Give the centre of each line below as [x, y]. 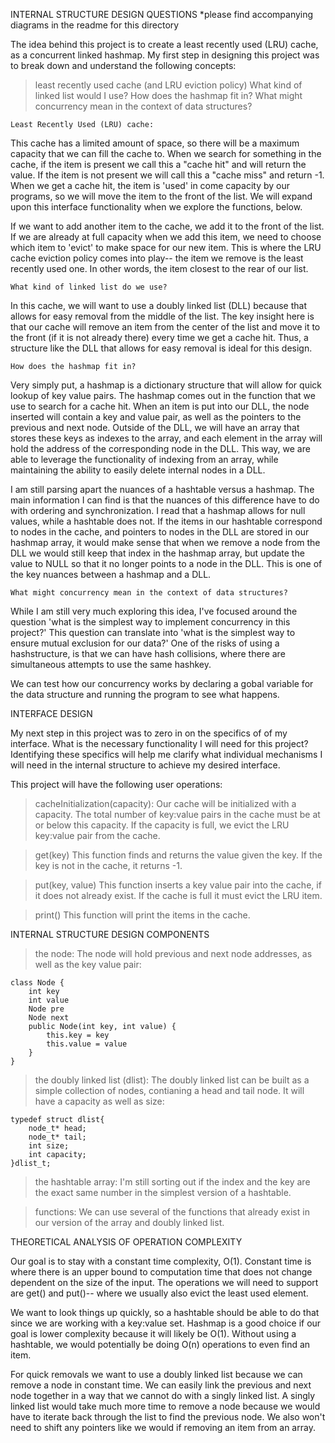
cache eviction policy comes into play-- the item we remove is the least [157, 258]
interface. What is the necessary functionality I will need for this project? [159, 743]
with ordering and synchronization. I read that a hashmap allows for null [158, 510]
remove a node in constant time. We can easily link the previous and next [161, 1385]
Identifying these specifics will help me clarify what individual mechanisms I [166, 754]
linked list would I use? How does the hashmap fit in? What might [168, 95]
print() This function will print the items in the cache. [142, 915]
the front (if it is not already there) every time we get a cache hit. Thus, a [159, 337]
